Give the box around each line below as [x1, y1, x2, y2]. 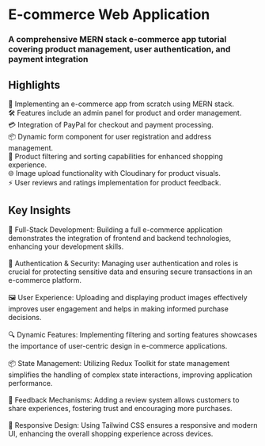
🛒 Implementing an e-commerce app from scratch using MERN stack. [8, 99, 235, 109]
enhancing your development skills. [8, 242, 124, 251]
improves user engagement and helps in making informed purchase [8, 303, 229, 314]
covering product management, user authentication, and [8, 44, 231, 55]
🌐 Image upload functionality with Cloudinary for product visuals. [8, 168, 221, 177]
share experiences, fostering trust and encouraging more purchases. [8, 403, 233, 413]
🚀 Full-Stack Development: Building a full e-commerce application [8, 224, 223, 234]
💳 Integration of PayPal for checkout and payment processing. [8, 120, 214, 129]
